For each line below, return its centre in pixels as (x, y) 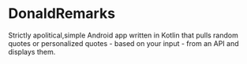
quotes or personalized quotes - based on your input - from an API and (123, 43)
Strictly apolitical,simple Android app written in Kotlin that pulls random (123, 35)
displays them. (32, 52)
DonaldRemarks (62, 14)
